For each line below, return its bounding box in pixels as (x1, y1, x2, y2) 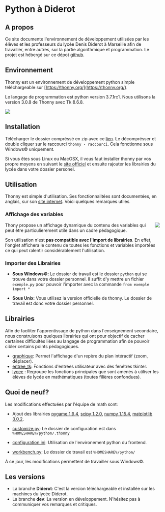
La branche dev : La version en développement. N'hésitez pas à (12, 496, 141, 502)
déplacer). (12, 358, 33, 364)
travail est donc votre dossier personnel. (12, 300, 94, 306)
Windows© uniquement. (5, 146, 55, 152)
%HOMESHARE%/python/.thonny (12, 431, 70, 436)
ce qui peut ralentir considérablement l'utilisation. (5, 247, 106, 253)
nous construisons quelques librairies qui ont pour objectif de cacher (5, 333, 145, 339)
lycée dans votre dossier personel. (5, 166, 75, 172)
